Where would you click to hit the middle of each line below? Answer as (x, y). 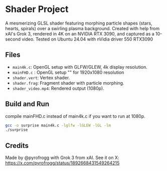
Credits (17, 146)
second (13, 39)
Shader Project (37, 9)
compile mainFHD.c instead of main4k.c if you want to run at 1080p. (75, 116)
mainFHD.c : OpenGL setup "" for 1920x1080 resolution (68, 72)
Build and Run (27, 104)
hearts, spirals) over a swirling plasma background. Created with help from (82, 28)
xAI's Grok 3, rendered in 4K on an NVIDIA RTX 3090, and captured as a (80, 34)
